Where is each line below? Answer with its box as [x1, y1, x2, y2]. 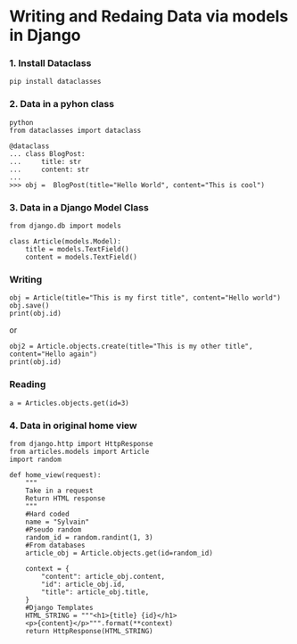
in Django [9, 25, 82, 45]
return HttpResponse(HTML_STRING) [25, 626, 153, 635]
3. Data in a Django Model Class [9, 201, 149, 213]
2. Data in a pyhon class [9, 98, 114, 111]
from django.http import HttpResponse [9, 439, 153, 448]
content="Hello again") [9, 350, 98, 359]
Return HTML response [25, 493, 105, 503]
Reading [9, 378, 46, 391]
